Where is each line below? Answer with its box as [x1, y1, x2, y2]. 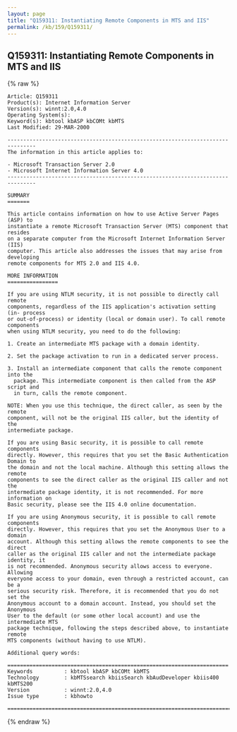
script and [7, 384, 39, 391]
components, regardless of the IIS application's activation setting [7, 303, 217, 311]
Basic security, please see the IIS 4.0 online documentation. [7, 501, 197, 509]
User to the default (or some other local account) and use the [7, 613, 200, 620]
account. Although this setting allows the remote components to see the [7, 538, 229, 545]
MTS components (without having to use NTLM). [7, 637, 147, 644]
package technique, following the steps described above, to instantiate [7, 625, 229, 632]
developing [7, 254, 39, 261]
